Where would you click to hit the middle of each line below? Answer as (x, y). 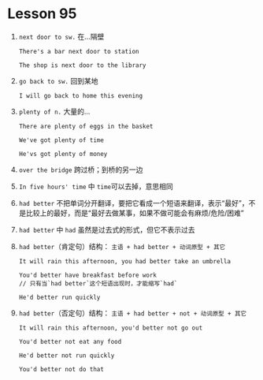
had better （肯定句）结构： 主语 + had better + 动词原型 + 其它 (122, 246)
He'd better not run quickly (67, 356)
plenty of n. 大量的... (54, 111)
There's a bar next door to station (79, 51)
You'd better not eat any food (70, 341)
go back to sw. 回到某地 (58, 80)
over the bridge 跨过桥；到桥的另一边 (81, 170)
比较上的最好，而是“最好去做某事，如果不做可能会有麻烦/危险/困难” (135, 213)
